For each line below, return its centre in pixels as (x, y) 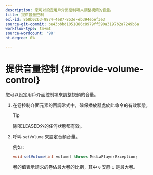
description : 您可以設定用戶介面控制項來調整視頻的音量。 (60, 10)
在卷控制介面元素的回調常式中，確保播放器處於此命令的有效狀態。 (81, 105)
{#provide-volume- (102, 69)
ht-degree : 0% (20, 38)
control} (23, 80)
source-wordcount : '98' (30, 33)
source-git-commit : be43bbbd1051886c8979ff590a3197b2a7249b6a (72, 24)
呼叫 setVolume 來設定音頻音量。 (46, 136)
